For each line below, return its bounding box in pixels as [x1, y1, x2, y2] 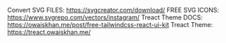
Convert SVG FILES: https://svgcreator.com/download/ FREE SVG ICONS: [7, 6, 220, 14]
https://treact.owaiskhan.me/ [7, 28, 91, 36]
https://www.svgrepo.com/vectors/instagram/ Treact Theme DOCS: [7, 13, 204, 21]
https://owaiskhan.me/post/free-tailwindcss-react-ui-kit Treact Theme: [7, 21, 213, 28]
